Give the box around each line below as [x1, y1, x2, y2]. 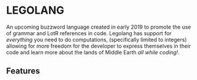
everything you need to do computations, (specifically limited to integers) [6, 36, 187, 43]
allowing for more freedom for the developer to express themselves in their [6, 42, 192, 50]
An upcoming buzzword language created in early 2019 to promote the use [6, 23, 192, 30]
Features [6, 66, 40, 76]
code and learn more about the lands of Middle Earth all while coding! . [6, 48, 180, 56]
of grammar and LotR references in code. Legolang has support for [6, 29, 172, 36]
